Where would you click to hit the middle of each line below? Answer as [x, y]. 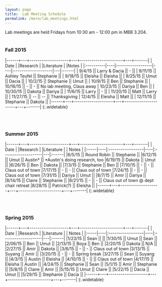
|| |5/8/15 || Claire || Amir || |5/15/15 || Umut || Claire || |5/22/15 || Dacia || [77, 270]
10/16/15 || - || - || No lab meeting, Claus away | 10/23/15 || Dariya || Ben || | [80, 86]
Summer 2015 [22, 134]
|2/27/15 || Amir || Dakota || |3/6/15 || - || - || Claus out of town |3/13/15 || [77, 249]
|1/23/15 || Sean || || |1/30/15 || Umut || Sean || [112, 239]
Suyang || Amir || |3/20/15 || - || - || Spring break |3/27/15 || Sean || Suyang [80, 254]
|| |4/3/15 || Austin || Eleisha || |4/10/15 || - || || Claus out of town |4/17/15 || [79, 259]
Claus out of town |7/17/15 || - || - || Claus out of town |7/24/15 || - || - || [76, 170]
